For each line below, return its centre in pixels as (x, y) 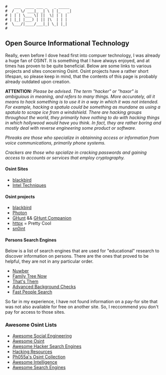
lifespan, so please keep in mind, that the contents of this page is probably (81, 76)
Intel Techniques (29, 186)
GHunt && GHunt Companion (42, 218)
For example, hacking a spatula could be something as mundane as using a (83, 107)
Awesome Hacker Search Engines (47, 346)
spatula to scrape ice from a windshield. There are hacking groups (74, 112)
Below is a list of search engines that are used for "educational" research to (82, 251)
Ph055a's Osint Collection (39, 357)
